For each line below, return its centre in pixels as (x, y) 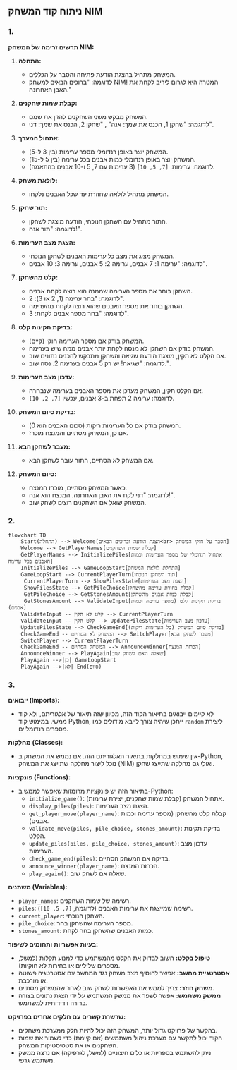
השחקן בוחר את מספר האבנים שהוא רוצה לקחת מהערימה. (107, 305)
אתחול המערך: (39, 138)
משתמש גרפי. (37, 1060)
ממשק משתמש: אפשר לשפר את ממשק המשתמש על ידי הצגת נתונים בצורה (120, 996)
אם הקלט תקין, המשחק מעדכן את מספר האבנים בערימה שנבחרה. (116, 390)
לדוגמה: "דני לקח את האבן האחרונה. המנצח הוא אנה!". (102, 495)
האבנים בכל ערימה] (31, 561)
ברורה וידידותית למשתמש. (53, 1003)
